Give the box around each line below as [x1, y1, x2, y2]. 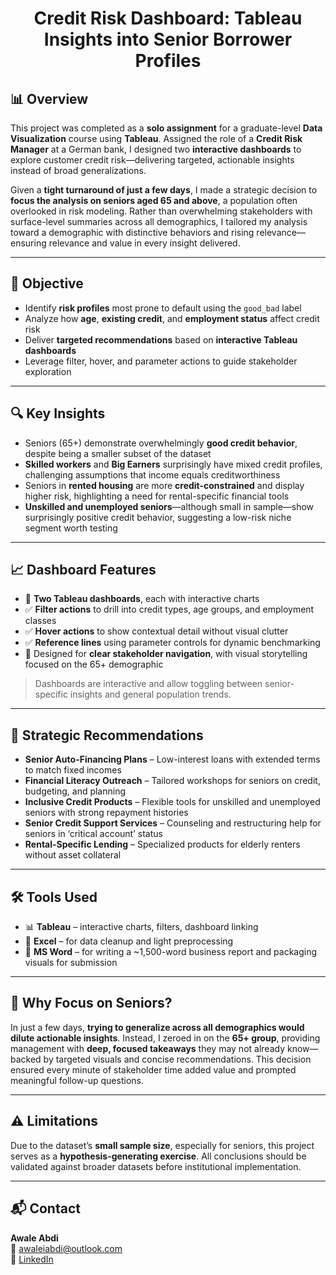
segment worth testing [24, 522, 118, 534]
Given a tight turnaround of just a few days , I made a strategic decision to [10, 184, 318, 196]
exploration [24, 365, 72, 377]
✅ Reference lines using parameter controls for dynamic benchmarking [24, 637, 321, 649]
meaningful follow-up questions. [10, 1074, 144, 1086]
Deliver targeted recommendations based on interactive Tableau [24, 333, 298, 346]
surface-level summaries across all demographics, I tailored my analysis [10, 216, 308, 227]
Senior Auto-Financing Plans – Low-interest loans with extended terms [24, 753, 321, 766]
